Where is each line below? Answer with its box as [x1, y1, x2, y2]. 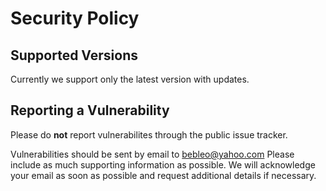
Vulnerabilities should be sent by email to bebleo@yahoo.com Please [10, 148, 295, 160]
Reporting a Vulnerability [10, 102, 170, 119]
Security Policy [10, 7, 140, 30]
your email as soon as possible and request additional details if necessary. [10, 169, 317, 181]
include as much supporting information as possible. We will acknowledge [10, 158, 316, 171]
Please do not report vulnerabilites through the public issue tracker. [10, 128, 288, 141]
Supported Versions [10, 47, 138, 64]
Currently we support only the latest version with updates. [10, 73, 250, 85]
